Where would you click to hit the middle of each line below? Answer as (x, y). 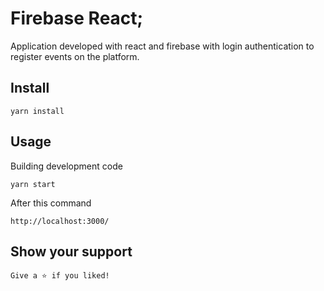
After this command (51, 203)
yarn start (33, 184)
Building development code (66, 166)
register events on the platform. (75, 56)
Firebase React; (77, 18)
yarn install (37, 111)
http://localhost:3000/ (60, 221)
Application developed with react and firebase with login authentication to (162, 46)
